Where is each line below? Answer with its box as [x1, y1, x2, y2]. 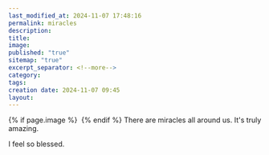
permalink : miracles [8, 19, 78, 27]
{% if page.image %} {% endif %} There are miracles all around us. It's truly [8, 115, 262, 125]
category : [8, 71, 42, 79]
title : [8, 34, 31, 42]
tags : [8, 78, 26, 86]
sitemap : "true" [8, 57, 63, 65]
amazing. [8, 124, 39, 133]
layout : [8, 93, 35, 101]
